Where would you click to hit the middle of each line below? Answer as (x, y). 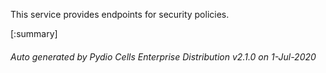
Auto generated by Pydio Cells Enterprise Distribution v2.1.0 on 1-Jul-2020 (163, 56)
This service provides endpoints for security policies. (120, 14)
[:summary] (34, 33)
